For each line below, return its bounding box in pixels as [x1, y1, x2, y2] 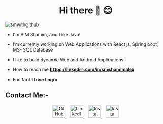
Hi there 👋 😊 [59, 5, 113, 16]
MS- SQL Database [12, 46, 53, 53]
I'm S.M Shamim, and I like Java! [12, 31, 81, 37]
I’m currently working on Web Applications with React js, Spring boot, [12, 41, 159, 47]
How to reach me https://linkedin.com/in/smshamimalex [12, 66, 135, 72]
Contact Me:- [5, 91, 49, 100]
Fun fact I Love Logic [12, 76, 58, 82]
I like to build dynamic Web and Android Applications [12, 56, 124, 63]
